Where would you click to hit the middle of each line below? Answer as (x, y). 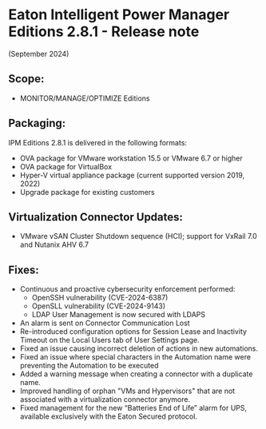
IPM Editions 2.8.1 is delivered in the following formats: (98, 142)
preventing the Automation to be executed (89, 366)
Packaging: (37, 123)
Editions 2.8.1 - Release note (104, 32)
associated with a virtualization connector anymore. (105, 399)
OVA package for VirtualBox (66, 166)
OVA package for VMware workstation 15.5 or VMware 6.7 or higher (131, 158)
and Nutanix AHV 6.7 (54, 244)
